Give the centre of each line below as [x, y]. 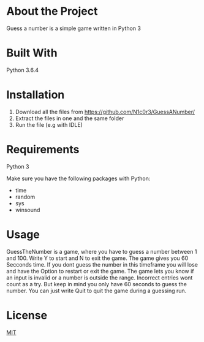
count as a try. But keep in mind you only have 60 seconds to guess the [96, 284]
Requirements [43, 150]
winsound [28, 210]
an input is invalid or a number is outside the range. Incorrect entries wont [100, 278]
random [25, 197]
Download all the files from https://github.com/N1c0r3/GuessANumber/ [105, 112]
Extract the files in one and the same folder [70, 118]
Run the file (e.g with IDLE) [49, 124]
